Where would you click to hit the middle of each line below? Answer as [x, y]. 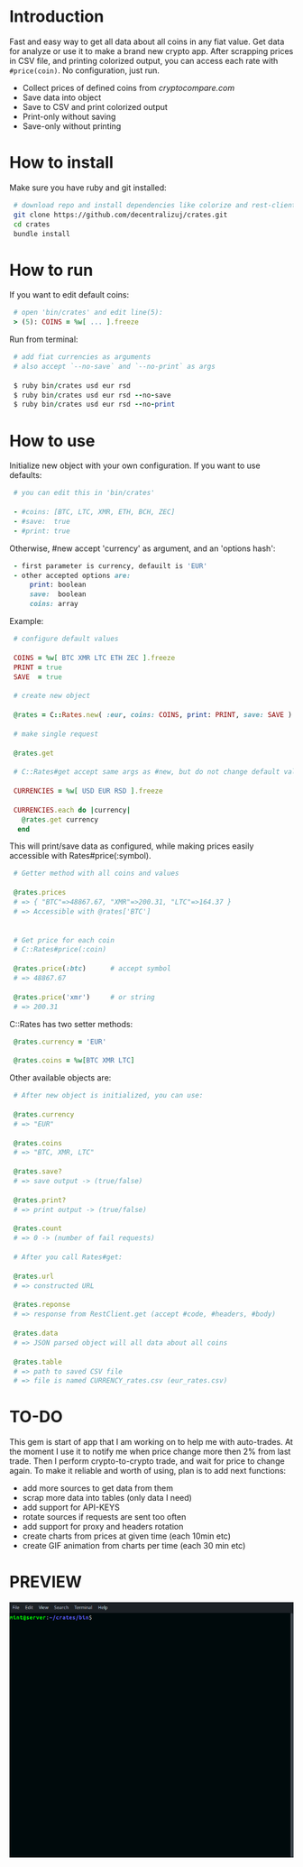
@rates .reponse [41, 1305]
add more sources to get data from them [98, 1488]
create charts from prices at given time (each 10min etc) [127, 1536]
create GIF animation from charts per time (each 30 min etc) [134, 1546]
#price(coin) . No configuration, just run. [85, 70]
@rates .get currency [60, 819]
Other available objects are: [60, 1078]
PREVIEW [46, 1582]
